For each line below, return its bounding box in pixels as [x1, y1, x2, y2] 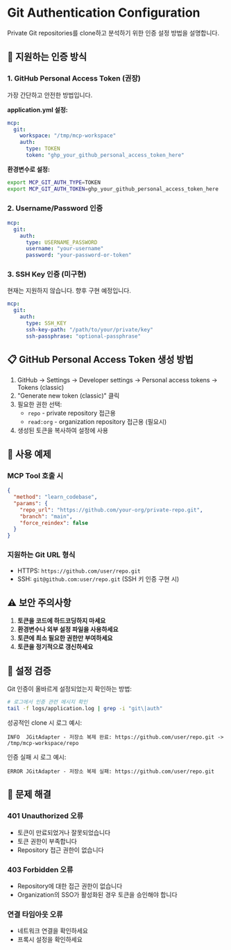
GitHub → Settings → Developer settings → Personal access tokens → [17, 375, 218, 384]
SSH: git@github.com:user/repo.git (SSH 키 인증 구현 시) [17, 575, 180, 583]
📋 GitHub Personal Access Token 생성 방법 [7, 354, 194, 366]
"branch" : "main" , [19, 513, 73, 520]
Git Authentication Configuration [7, 5, 200, 21]
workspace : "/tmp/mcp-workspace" [19, 132, 117, 140]
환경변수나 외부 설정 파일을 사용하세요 [17, 625, 119, 634]
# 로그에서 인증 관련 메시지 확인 [7, 698, 88, 706]
